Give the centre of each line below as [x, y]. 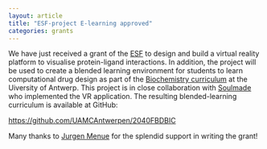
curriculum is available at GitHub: [63, 105]
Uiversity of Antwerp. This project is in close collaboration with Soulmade [130, 88]
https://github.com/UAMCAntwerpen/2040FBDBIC [92, 121]
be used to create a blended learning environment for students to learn [126, 71]
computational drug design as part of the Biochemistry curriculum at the [128, 79]
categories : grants [41, 31]
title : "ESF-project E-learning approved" [80, 23]
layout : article [35, 16]
